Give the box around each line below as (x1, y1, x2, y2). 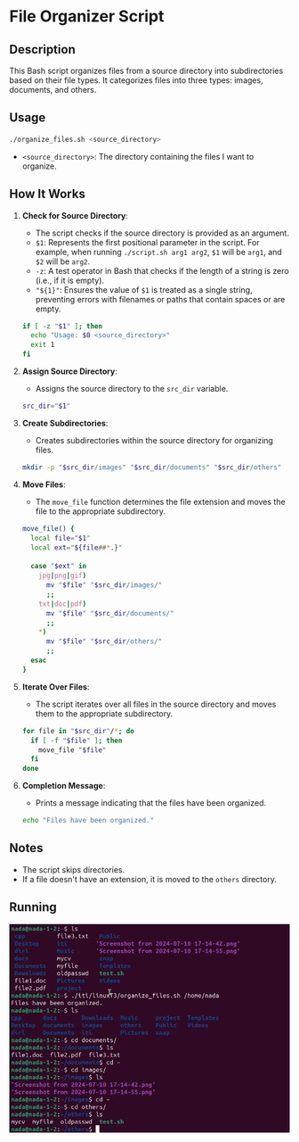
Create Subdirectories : (21, 418, 109, 428)
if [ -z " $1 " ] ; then (21, 321, 103, 331)
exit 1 (30, 341, 55, 350)
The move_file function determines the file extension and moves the (35, 496, 287, 507)
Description (9, 42, 76, 57)
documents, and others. (9, 85, 97, 95)
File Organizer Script (9, 6, 165, 27)
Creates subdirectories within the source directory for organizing (35, 434, 274, 445)
